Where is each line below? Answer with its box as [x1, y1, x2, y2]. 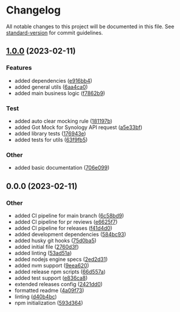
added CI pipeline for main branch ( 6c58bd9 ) [14, 212, 124, 219]
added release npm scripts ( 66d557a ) [14, 268, 106, 275]
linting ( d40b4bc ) [14, 293, 57, 300]
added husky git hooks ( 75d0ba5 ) [14, 237, 97, 244]
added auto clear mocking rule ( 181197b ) [14, 117, 113, 124]
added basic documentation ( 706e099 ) [14, 164, 110, 171]
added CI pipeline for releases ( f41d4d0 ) [14, 224, 113, 232]
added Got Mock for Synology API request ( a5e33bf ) [14, 124, 142, 131]
